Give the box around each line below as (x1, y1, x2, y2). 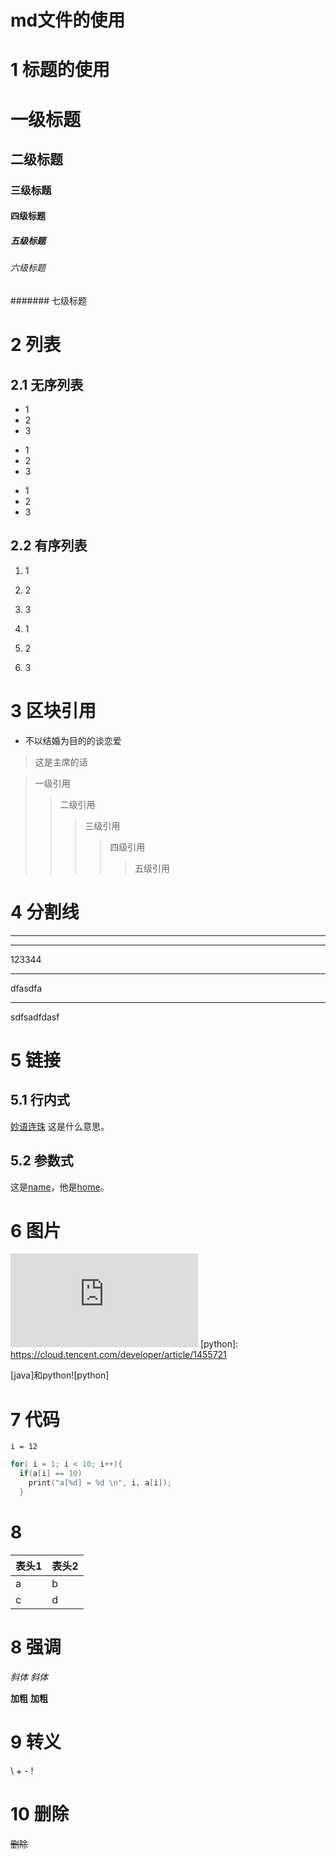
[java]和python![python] (10, 1369, 110, 1381)
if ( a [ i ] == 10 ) (19, 1469, 83, 1479)
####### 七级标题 (10, 295, 88, 307)
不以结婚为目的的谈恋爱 (24, 734, 122, 746)
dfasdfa (10, 982, 43, 994)
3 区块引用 (10, 700, 97, 723)
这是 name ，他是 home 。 (10, 1181, 110, 1193)
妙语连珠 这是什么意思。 (10, 1120, 110, 1132)
